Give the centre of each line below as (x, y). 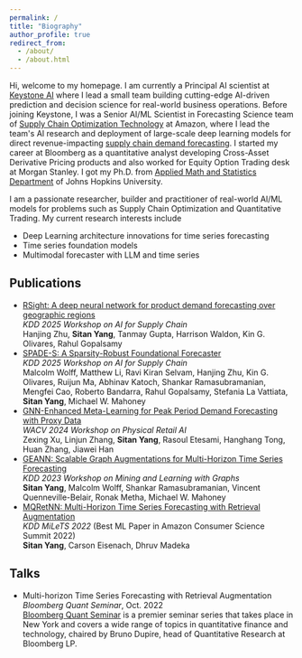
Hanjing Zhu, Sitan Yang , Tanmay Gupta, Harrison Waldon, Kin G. (144, 334)
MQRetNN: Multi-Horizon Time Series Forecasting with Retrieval (142, 506)
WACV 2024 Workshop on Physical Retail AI (104, 429)
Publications (46, 283)
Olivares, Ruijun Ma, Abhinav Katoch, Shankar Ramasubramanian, (144, 381)
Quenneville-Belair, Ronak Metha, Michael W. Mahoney (124, 497)
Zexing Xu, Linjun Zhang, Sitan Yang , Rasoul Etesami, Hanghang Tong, (154, 439)
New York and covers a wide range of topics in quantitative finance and (155, 624)
